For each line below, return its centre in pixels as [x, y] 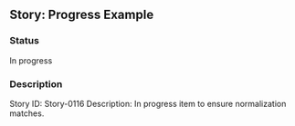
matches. [27, 113]
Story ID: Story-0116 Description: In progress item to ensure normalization [148, 103]
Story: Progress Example [82, 15]
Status [24, 41]
